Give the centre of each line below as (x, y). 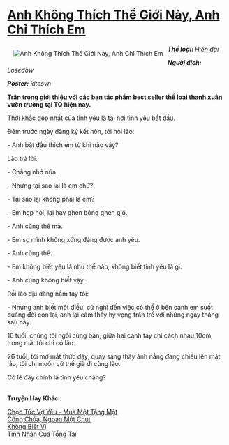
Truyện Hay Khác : (35, 398)
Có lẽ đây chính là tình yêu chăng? (57, 377)
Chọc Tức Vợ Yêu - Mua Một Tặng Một (62, 412)
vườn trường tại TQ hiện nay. (49, 104)
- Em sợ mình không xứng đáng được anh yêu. (74, 239)
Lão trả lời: (22, 158)
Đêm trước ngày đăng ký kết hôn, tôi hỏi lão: (71, 131)
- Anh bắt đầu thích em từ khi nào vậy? (63, 145)
